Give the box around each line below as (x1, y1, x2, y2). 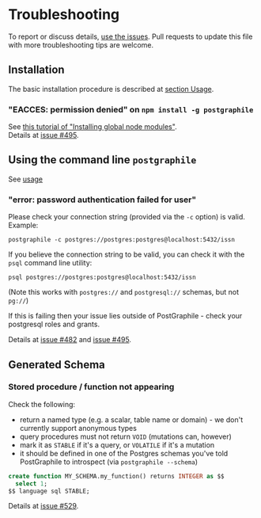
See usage (8, 174, 43, 184)
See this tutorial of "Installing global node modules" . (8, 122, 177, 131)
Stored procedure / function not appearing (8, 382, 175, 393)
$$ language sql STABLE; (8, 487, 90, 495)
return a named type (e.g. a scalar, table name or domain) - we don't (19, 414, 244, 425)
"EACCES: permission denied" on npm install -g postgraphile (8, 104, 254, 115)
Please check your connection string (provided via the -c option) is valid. (8, 212, 245, 222)
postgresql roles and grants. (8, 319, 100, 329)
